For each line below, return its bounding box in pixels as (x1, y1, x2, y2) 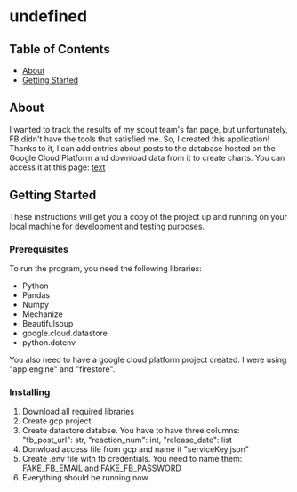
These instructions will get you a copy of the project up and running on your (9, 211, 287, 222)
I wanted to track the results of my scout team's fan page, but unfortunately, (9, 124, 289, 134)
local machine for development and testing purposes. (9, 221, 205, 231)
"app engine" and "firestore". (9, 363, 116, 375)
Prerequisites (9, 243, 68, 255)
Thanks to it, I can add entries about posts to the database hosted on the (9, 142, 276, 153)
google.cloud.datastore (21, 327, 108, 338)
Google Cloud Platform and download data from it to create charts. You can (9, 152, 285, 163)
